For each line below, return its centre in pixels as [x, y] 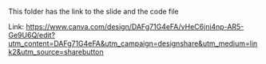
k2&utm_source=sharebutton [56, 52]
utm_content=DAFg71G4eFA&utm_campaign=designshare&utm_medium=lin [133, 43]
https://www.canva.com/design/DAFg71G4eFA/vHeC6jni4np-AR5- [135, 26]
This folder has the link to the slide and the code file [93, 11]
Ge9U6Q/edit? [32, 35]
